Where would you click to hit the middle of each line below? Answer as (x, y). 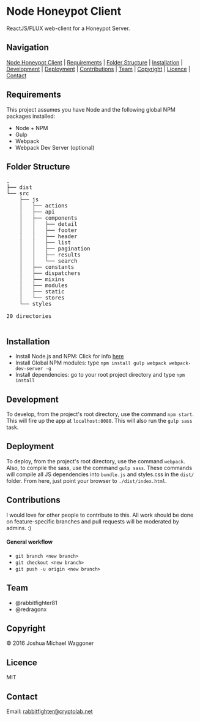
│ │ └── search (48, 261)
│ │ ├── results (50, 255)
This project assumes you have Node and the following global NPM (91, 109)
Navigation (28, 48)
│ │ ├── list (45, 243)
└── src (18, 194)
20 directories (29, 316)
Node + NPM (31, 128)
